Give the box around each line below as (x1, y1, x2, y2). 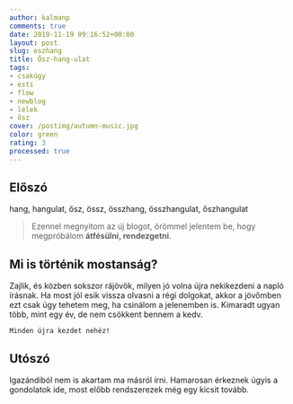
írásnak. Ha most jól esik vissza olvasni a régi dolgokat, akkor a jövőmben (9, 290, 281, 301)
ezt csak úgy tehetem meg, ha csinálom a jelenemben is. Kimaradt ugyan (9, 300, 280, 311)
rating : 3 (9, 138, 47, 147)
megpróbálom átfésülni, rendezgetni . (31, 231, 173, 242)
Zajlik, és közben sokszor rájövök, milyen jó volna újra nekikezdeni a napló (9, 280, 285, 292)
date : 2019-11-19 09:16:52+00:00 (9, 30, 135, 39)
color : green (9, 130, 58, 139)
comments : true (9, 22, 67, 31)
